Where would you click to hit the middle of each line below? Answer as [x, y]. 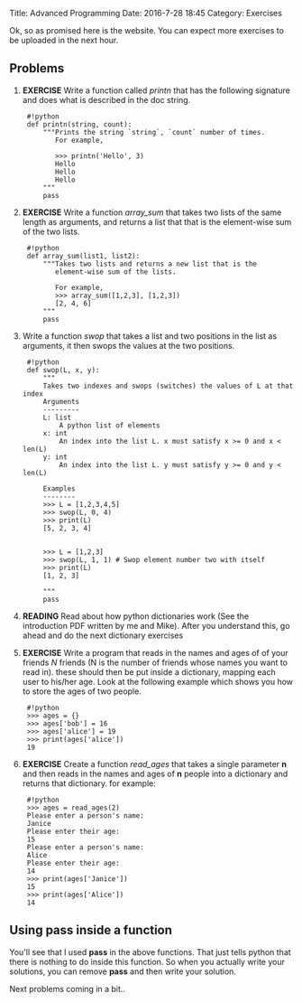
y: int [55, 457]
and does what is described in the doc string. [106, 99]
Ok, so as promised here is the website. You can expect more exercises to [146, 30]
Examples [59, 488]
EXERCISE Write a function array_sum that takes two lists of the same [152, 212]
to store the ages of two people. [82, 691]
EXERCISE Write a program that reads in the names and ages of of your [155, 652]
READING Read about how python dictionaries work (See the [136, 616]
